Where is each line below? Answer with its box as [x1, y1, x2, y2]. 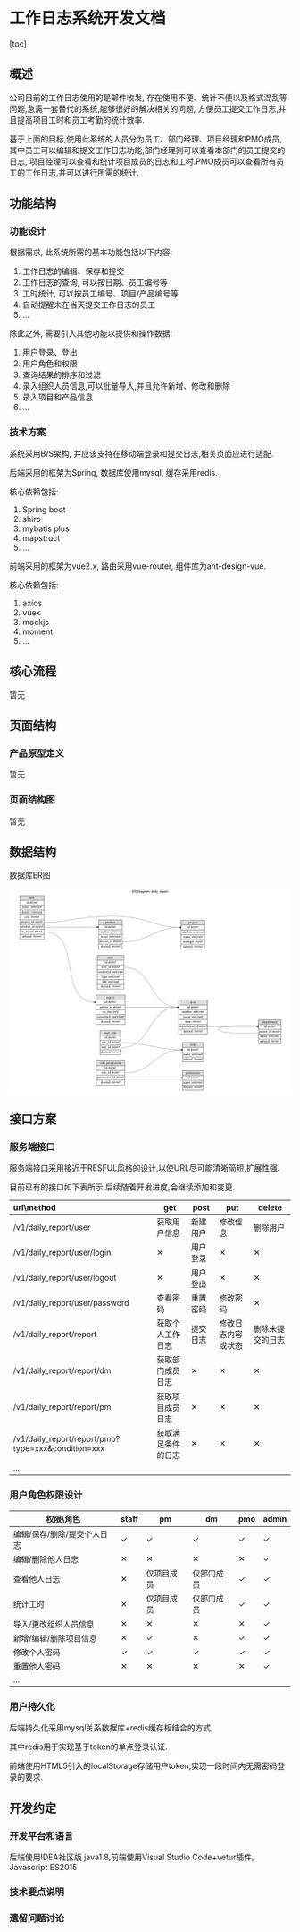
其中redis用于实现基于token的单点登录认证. [9, 1741, 168, 1752]
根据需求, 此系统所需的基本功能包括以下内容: [9, 247, 173, 258]
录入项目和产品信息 [21, 391, 94, 403]
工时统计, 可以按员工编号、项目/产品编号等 [21, 288, 179, 299]
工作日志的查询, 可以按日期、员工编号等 [21, 277, 168, 288]
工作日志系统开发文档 [9, 8, 167, 29]
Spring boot [21, 503, 66, 515]
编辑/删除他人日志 [12, 1553, 79, 1564]
